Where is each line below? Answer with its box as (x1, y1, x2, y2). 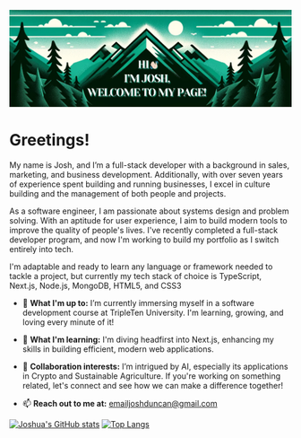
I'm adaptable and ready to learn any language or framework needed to (9, 261, 273, 272)
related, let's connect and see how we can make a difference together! (21, 380, 284, 390)
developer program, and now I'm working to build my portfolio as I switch (9, 234, 279, 245)
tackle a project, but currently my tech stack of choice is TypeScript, (9, 270, 262, 281)
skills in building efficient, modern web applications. (21, 343, 214, 355)
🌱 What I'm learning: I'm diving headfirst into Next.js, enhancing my (21, 334, 275, 345)
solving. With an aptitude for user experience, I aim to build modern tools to (9, 215, 288, 225)
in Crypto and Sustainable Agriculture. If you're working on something (21, 370, 281, 381)
